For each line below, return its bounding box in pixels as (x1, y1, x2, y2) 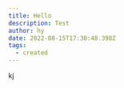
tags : (8, 42, 26, 50)
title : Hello (8, 11, 52, 20)
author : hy (8, 26, 45, 34)
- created (15, 49, 48, 57)
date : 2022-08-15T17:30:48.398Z (8, 34, 116, 42)
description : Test (8, 19, 70, 27)
